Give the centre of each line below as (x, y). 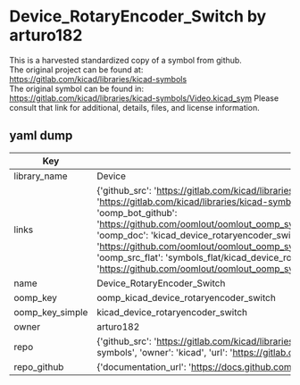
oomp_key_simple (51, 312)
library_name (41, 176)
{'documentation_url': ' (144, 366)
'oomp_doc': (123, 235)
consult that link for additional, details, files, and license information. (135, 107)
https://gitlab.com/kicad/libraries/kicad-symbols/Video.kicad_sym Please (144, 98)
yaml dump (41, 136)
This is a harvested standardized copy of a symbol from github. (126, 60)
